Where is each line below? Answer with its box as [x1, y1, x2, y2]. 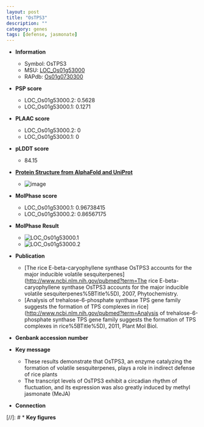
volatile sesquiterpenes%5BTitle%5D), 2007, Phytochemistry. [24, 290, 178, 297]
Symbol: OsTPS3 [24, 60, 67, 68]
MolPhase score [15, 192, 57, 200]
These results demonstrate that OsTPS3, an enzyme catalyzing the [24, 358, 192, 365]
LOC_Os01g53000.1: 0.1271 [24, 103, 91, 110]
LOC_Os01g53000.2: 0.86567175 [24, 211, 107, 218]
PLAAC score [15, 115, 50, 122]
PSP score [15, 85, 42, 92]
